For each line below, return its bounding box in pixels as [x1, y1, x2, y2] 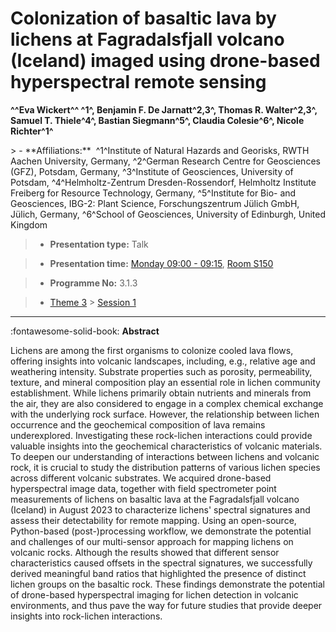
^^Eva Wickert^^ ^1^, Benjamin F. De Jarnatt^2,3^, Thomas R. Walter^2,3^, [10, 103, 318, 116]
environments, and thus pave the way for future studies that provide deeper [10, 599, 323, 611]
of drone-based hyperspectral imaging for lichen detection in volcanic [10, 588, 299, 601]
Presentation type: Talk [49, 238, 149, 250]
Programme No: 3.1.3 [49, 277, 138, 289]
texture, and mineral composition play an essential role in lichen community [10, 376, 321, 388]
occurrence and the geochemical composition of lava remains [10, 418, 266, 431]
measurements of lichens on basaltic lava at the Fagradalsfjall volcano [10, 493, 300, 505]
